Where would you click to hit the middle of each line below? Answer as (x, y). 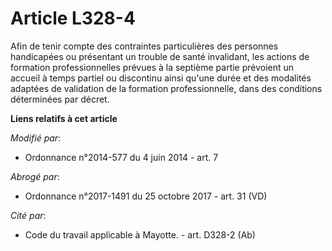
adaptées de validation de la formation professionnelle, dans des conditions (166, 88)
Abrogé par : (35, 176)
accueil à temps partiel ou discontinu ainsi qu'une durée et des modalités (161, 78)
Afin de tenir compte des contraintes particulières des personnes (144, 46)
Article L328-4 (73, 18)
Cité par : (28, 215)
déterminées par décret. (60, 99)
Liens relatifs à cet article (64, 118)
